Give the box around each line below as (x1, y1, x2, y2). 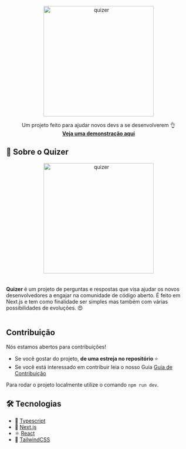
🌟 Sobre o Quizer (6, 147, 69, 157)
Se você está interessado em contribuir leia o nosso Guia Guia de (14, 363, 173, 370)
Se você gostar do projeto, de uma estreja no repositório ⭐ (14, 355, 158, 362)
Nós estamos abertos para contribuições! (6, 343, 107, 350)
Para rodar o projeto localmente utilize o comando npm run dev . (6, 381, 159, 388)
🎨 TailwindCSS (14, 436, 50, 443)
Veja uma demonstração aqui (62, 130, 135, 137)
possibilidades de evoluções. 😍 (6, 304, 83, 311)
